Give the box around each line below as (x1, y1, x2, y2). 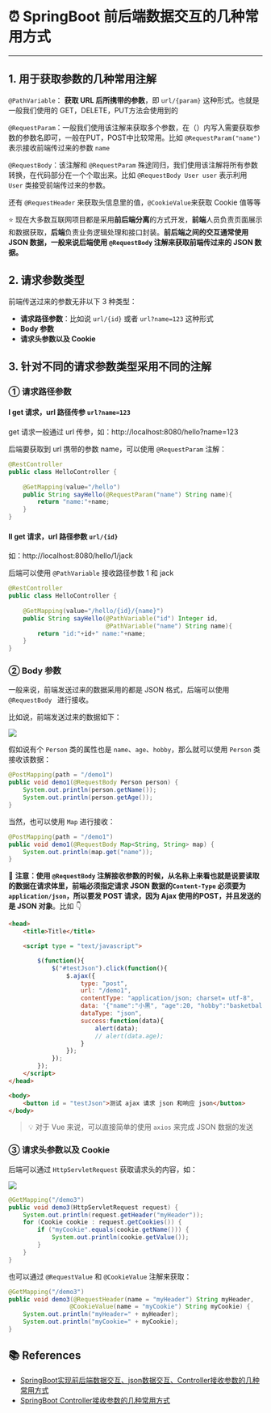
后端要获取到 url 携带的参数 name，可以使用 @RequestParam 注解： (8, 444, 227, 454)
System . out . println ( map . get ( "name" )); (23, 848, 153, 856)
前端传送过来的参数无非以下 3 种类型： (8, 296, 137, 306)
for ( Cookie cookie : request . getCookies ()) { (23, 1218, 182, 1226)
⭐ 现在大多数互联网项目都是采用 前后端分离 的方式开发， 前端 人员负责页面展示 (8, 214, 263, 224)
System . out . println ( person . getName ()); (23, 786, 157, 794)
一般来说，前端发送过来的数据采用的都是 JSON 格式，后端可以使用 (8, 685, 230, 695)
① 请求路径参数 (8, 386, 72, 397)
